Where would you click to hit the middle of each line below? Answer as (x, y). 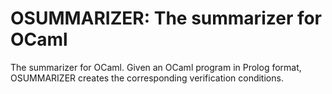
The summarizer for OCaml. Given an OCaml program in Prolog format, (156, 67)
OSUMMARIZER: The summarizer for (166, 18)
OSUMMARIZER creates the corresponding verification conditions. (147, 78)
